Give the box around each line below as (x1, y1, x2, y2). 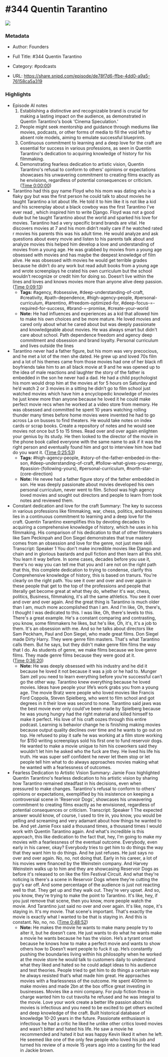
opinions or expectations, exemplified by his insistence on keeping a (12, 791, 154, 797)
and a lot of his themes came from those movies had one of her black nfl (12, 358, 163, 365)
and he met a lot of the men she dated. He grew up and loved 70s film (12, 353, 157, 359)
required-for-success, (20, 305, 66, 311)
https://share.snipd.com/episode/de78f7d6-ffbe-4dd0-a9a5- (24, 73, 150, 79)
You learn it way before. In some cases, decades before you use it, (12, 556, 150, 562)
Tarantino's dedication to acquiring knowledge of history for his (20, 150, 151, 156)
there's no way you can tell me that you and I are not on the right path (12, 561, 157, 567)
